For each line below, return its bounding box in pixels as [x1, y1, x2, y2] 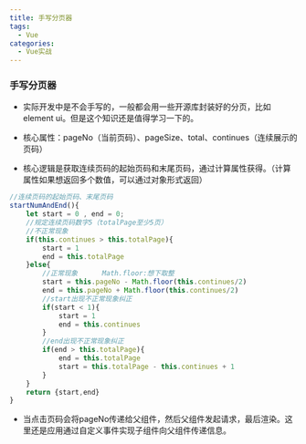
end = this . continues [58, 320, 142, 329]
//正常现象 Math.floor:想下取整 [42, 269, 175, 278]
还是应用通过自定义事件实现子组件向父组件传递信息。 [30, 425, 231, 436]
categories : [9, 38, 55, 48]
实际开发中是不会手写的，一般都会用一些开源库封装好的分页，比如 [22, 101, 271, 112]
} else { [26, 261, 51, 270]
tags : [9, 22, 30, 31]
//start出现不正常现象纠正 [42, 294, 132, 304]
